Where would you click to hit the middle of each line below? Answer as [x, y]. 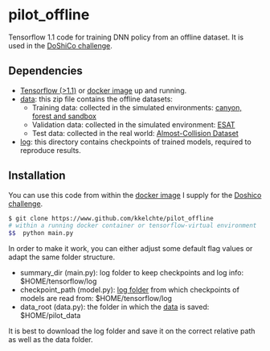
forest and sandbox [64, 116]
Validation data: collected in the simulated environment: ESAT [133, 124]
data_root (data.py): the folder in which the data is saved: [115, 307]
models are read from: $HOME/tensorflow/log [96, 299]
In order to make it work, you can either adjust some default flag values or [131, 249]
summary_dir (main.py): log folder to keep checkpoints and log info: [131, 273]
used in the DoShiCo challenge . [60, 45]
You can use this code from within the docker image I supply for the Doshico [135, 195]
